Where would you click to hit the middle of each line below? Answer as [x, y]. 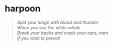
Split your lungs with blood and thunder [57, 22]
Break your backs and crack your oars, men [62, 33]
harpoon [23, 9]
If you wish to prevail [38, 38]
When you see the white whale [49, 27]
